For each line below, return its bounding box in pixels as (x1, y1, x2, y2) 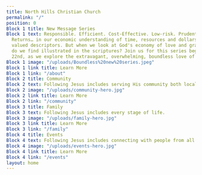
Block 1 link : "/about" (6, 70, 66, 76)
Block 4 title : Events (6, 132, 63, 138)
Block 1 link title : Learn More (6, 64, 87, 71)
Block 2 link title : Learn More (6, 93, 87, 99)
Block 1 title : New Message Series (6, 25, 96, 32)
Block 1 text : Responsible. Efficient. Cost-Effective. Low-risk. (6, 31, 176, 37)
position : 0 (6, 20, 36, 26)
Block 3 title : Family (6, 103, 63, 110)
